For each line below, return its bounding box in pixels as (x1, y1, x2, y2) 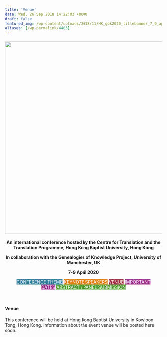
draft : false (5, 16, 32, 21)
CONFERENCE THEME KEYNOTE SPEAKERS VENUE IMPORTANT (16, 279, 151, 285)
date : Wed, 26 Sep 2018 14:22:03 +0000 (5, 12, 88, 17)
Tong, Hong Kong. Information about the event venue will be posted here (5, 322, 154, 328)
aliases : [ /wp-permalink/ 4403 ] (5, 26, 70, 31)
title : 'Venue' (5, 7, 37, 12)
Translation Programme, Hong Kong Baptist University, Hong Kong (13, 245, 154, 251)
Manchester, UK (66, 260, 101, 266)
